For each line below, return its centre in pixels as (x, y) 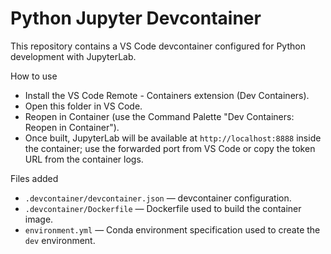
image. (39, 219)
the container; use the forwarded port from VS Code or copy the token (170, 148)
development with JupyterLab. (73, 56)
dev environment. (60, 240)
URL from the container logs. (84, 159)
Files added (34, 178)
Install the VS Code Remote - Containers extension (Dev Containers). (167, 95)
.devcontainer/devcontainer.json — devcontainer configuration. (158, 198)
